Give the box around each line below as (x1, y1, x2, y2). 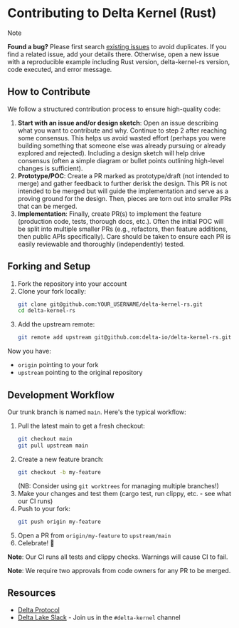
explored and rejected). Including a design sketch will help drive (17, 148, 206, 158)
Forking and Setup (7, 260, 91, 272)
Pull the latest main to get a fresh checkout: (17, 422, 146, 430)
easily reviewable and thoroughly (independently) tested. (17, 240, 185, 248)
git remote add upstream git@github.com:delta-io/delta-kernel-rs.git (17, 334, 232, 341)
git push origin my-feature (17, 518, 101, 525)
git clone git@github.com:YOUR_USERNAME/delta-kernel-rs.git (17, 301, 203, 308)
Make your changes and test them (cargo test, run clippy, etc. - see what (17, 489, 231, 498)
